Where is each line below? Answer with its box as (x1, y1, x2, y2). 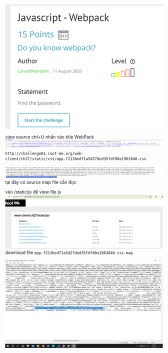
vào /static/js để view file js (5, 189, 61, 195)
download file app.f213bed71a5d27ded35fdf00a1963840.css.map (5, 249, 133, 255)
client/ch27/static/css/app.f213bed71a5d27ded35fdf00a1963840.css (5, 156, 146, 161)
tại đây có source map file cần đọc (5, 179, 76, 185)
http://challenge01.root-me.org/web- (5, 151, 84, 156)
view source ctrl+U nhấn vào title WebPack (5, 133, 94, 139)
